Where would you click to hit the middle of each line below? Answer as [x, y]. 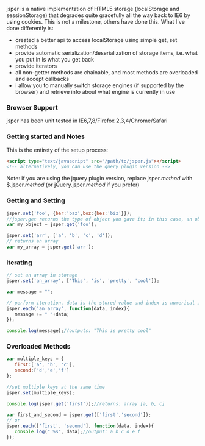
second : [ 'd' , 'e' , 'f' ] [42, 370]
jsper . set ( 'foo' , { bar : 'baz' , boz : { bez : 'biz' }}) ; [69, 213]
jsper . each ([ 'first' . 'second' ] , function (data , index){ [80, 426]
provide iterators [36, 66]
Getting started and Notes [46, 136]
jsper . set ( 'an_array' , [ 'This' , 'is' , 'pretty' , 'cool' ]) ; [83, 281]
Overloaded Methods [38, 347]
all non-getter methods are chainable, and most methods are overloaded [106, 72]
